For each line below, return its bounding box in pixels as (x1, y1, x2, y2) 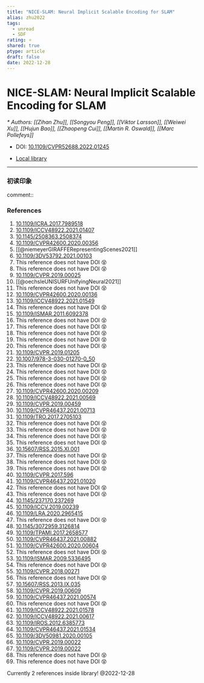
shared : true (7, 43, 40, 49)
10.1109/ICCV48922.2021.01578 (15, 607, 94, 614)
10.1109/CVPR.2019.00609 (15, 587, 81, 595)
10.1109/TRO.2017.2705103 (15, 413, 82, 421)
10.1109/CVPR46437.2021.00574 (15, 593, 96, 601)
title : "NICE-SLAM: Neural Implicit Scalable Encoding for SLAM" (7, 8, 175, 15)
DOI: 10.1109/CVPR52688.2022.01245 (15, 143, 110, 150)
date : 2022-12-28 (7, 59, 51, 65)
